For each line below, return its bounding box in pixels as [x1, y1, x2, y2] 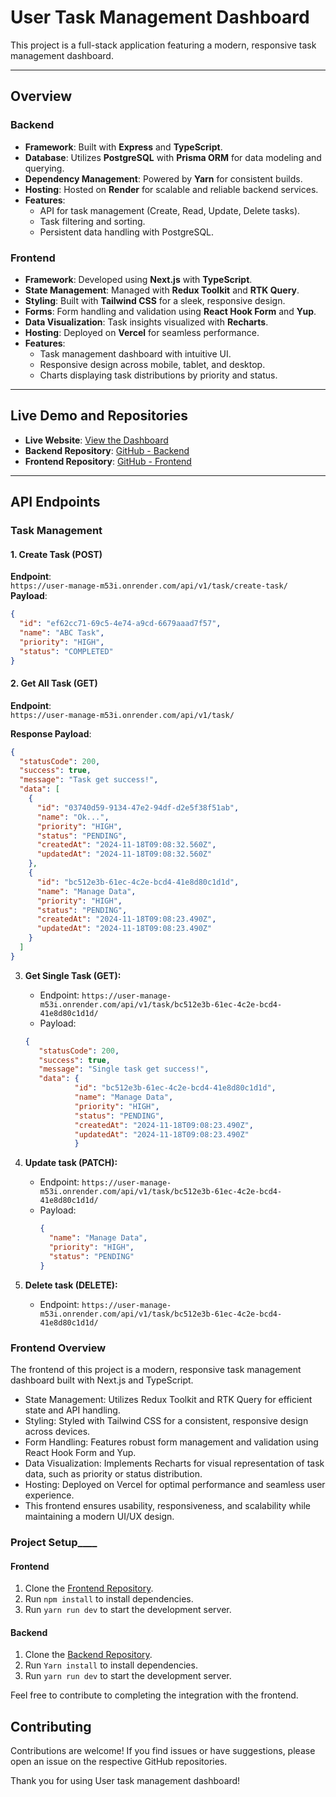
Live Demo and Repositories [10, 407, 189, 425]
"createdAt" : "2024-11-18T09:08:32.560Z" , [36, 840, 217, 850]
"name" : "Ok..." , [36, 812, 110, 822]
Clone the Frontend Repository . [24, 1582, 154, 1595]
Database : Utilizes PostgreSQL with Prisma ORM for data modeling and [24, 151, 322, 163]
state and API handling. [24, 1404, 121, 1416]
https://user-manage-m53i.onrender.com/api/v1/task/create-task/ [10, 581, 288, 591]
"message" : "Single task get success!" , [38, 1064, 210, 1075]
